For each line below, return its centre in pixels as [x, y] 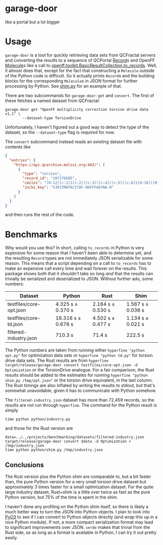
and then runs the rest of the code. [40, 215]
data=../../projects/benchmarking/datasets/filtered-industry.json [75, 437]
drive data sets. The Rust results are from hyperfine [57, 361]
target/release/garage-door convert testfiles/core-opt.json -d [71, 365]
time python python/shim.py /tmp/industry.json [54, 450]
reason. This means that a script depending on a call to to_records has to [78, 264]
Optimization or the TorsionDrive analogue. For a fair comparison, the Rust [80, 370]
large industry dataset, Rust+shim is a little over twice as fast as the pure [78, 492]
